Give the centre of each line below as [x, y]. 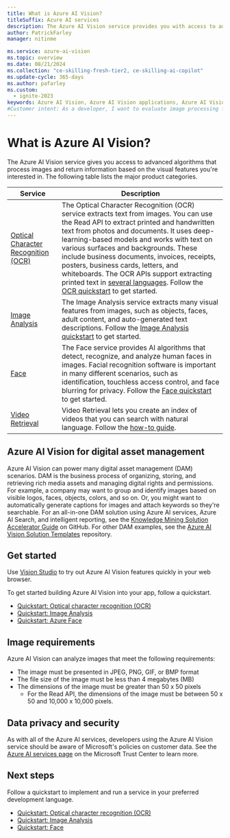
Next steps [31, 776]
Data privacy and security [63, 723]
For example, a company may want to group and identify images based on [112, 490]
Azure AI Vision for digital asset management [106, 452]
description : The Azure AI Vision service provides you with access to [111, 26]
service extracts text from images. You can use [137, 214]
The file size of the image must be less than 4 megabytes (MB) [105, 679]
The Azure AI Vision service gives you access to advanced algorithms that [112, 161]
